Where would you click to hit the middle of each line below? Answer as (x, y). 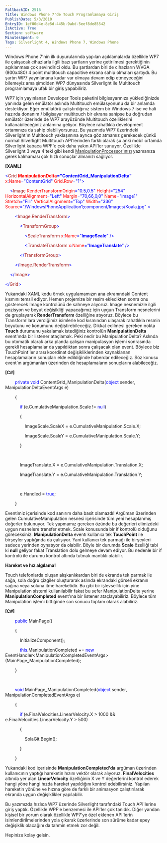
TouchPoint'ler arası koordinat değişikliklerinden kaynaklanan (68, 352)
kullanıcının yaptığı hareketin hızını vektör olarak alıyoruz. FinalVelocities (80, 773)
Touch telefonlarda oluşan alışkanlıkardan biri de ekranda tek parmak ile (79, 575)
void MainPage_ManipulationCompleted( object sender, (71, 689)
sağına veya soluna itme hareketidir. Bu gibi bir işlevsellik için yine (72, 585)
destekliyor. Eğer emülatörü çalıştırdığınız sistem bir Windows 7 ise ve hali (81, 108)
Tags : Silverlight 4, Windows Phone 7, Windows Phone (62, 42)
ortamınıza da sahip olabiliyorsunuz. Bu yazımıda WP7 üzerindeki (72, 130)
